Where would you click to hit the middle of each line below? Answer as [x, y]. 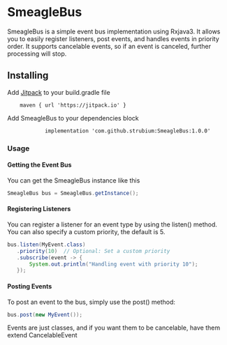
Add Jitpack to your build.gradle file [59, 92]
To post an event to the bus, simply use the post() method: [91, 302]
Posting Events [30, 286]
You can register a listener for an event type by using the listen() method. [112, 224]
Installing [28, 76]
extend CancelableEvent [43, 335]
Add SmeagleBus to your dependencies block [73, 118]
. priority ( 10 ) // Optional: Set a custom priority [93, 251]
